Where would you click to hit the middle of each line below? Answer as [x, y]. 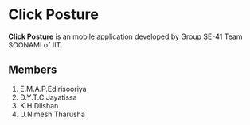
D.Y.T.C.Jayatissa [48, 97]
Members [33, 70]
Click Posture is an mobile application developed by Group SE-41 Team [125, 36]
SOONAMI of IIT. [35, 44]
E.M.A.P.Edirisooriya [53, 89]
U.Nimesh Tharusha [53, 114]
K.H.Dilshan [39, 105]
